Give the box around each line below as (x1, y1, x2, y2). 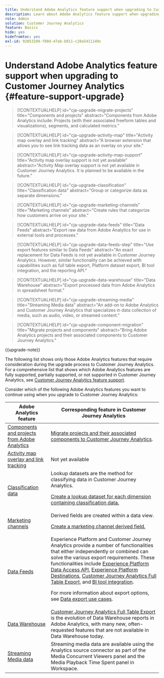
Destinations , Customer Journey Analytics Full (50, 572, 157, 579)
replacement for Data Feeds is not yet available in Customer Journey (17, 252, 155, 258)
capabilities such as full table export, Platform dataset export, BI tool (17, 262, 155, 268)
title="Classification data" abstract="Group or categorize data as (17, 187, 148, 193)
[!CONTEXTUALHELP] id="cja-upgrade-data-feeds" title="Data (17, 221, 145, 227)
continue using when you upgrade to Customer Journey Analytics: (5, 391, 139, 398)
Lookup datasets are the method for (50, 470, 133, 477)
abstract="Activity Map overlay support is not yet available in (17, 162, 140, 168)
